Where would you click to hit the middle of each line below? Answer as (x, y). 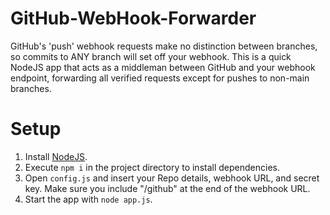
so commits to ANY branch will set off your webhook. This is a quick (151, 56)
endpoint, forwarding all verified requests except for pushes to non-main (160, 78)
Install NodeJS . (56, 156)
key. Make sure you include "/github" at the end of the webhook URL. (167, 188)
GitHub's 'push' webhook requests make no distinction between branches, (164, 46)
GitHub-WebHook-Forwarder (133, 18)
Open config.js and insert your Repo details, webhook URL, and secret (172, 178)
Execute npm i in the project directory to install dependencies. (152, 167)
